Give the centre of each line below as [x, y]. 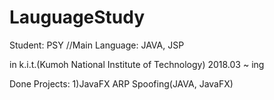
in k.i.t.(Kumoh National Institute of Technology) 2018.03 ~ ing [137, 64]
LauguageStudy [77, 17]
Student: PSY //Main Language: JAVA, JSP [97, 45]
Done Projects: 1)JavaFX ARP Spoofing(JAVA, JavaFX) [121, 83]
